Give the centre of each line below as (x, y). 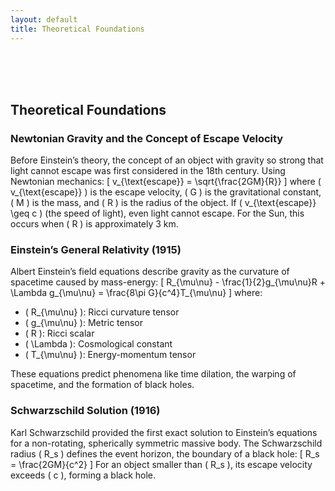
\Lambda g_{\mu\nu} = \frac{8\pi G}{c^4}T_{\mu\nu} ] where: (136, 293)
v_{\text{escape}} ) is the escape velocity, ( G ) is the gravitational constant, (166, 192)
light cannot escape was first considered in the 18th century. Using (148, 171)
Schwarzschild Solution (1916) (85, 411)
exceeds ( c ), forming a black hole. (83, 475)
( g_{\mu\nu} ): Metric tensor (83, 323)
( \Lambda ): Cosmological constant (98, 344)
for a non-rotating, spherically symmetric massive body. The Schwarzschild (166, 443)
